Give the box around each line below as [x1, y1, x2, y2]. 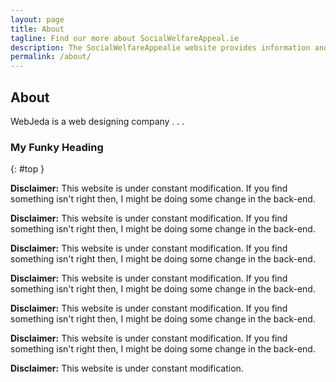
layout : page [10, 14, 65, 25]
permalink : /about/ [10, 52, 92, 62]
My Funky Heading [10, 140, 104, 154]
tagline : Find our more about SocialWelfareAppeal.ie [10, 33, 240, 43]
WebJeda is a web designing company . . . [10, 115, 185, 127]
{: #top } [10, 163, 45, 175]
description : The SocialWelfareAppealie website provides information [10, 42, 311, 53]
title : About [10, 24, 65, 34]
